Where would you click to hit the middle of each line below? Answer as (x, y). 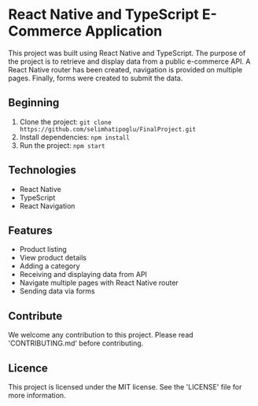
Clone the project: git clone (65, 122)
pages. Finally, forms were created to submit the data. (96, 78)
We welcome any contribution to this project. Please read (101, 335)
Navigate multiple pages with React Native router (99, 283)
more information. (37, 395)
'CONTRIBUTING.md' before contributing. (76, 343)
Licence (28, 368)
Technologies (42, 170)
